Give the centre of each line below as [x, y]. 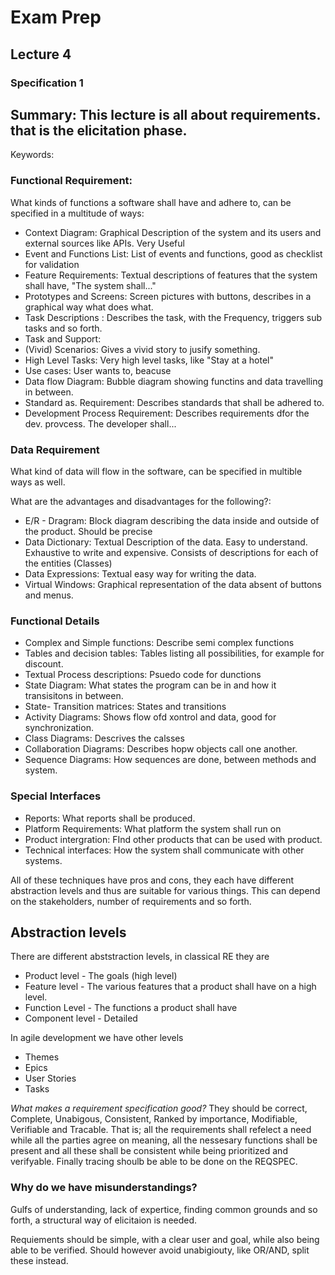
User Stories [50, 1078]
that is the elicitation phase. [99, 130]
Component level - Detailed [81, 1018]
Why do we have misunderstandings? [104, 1188]
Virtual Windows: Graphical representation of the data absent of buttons [173, 584]
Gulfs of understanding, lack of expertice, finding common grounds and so [164, 1209]
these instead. [39, 1260]
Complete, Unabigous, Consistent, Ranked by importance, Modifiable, [154, 1119]
